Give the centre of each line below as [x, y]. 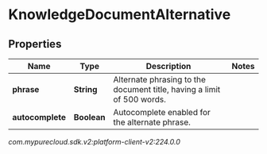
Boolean [89, 117]
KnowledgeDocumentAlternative [120, 15]
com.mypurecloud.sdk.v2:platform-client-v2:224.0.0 [95, 142]
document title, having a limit [167, 89]
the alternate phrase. [152, 122]
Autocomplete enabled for [162, 112]
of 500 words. [140, 99]
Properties [35, 44]
